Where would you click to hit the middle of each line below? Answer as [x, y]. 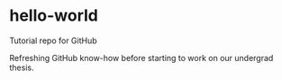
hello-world [54, 16]
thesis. [22, 67]
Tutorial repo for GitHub [53, 40]
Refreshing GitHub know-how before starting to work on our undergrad [141, 58]
